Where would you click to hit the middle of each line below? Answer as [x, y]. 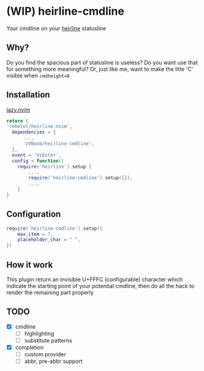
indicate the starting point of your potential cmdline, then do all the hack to [100, 286]
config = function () [38, 161]
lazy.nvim [18, 109]
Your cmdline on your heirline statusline [56, 28]
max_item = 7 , [35, 234]
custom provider [45, 354]
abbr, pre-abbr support [53, 361]
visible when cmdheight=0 [38, 76]
